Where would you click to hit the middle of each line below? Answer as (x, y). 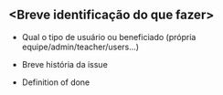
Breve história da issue (65, 64)
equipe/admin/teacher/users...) (80, 47)
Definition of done (56, 82)
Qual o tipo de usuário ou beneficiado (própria (109, 37)
